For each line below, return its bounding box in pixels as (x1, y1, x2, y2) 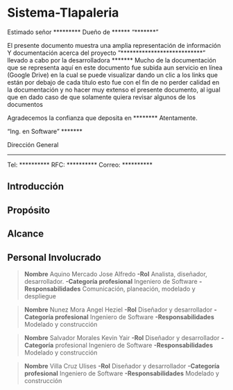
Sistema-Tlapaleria (7, 5, 119, 21)
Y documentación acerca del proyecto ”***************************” (7, 49, 206, 57)
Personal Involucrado (7, 251, 102, 263)
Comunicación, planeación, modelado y (82, 285, 196, 293)
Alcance (7, 228, 44, 240)
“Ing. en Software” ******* (7, 127, 83, 135)
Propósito (7, 204, 51, 216)
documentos (7, 100, 44, 108)
